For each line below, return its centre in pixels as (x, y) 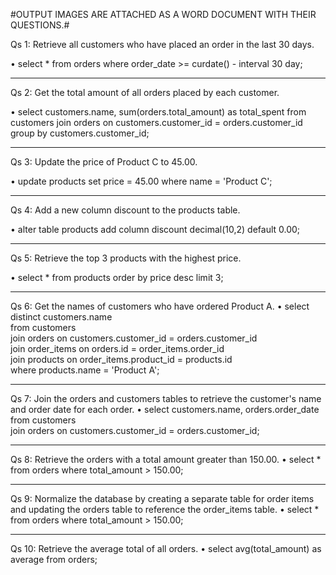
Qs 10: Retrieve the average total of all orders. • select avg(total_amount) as (166, 548)
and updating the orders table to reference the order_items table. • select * (165, 509)
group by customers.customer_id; (80, 133)
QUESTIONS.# (40, 25)
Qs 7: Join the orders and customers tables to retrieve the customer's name (166, 398)
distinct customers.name (61, 317)
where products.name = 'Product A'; (85, 370)
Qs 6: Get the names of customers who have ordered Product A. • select (160, 306)
